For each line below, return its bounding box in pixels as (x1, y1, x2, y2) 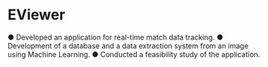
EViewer (7, 6, 66, 24)
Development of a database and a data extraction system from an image (7, 40, 249, 50)
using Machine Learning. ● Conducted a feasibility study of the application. (7, 49, 261, 59)
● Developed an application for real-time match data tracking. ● (7, 32, 223, 42)
